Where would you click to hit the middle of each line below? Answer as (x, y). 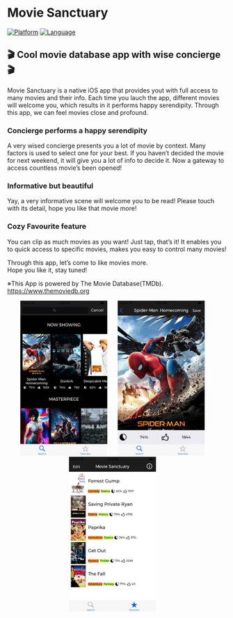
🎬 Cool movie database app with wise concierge (114, 55)
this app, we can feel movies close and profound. (78, 112)
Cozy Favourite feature (47, 226)
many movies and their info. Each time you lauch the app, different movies (113, 97)
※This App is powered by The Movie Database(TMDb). (85, 283)
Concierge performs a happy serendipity (78, 130)
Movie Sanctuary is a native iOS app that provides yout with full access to (112, 90)
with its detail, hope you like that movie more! (72, 208)
